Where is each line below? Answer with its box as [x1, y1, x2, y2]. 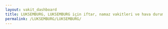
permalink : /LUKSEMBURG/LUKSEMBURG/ [5, 16, 81, 21]
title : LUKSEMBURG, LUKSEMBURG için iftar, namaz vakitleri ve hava [5, 12, 151, 17]
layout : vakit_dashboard [5, 7, 57, 12]
